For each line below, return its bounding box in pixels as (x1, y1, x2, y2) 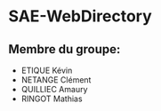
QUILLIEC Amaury (20, 84, 88, 94)
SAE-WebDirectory (8, 6, 152, 27)
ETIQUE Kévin (20, 65, 73, 75)
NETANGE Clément (20, 75, 92, 85)
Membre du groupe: (8, 42, 121, 57)
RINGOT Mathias (20, 93, 83, 104)
